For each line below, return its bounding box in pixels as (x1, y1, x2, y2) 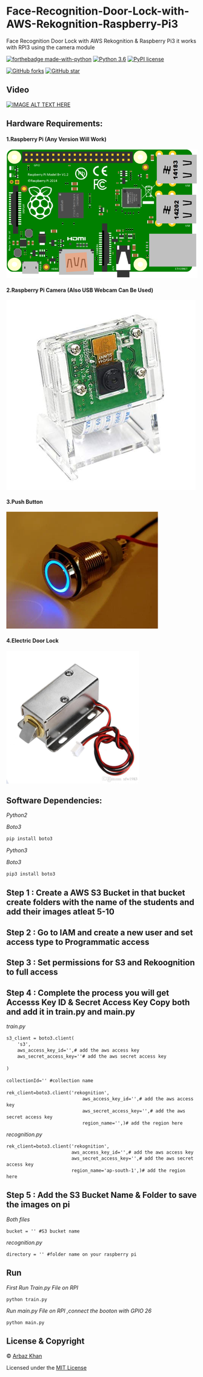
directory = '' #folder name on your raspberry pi (6, 1251, 137, 1257)
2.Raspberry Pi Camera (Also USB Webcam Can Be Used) (6, 286, 153, 294)
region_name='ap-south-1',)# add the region (71, 1168, 186, 1174)
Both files (6, 1216, 30, 1223)
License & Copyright (6, 1336, 85, 1347)
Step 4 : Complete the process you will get (6, 987, 170, 998)
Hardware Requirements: (6, 118, 103, 129)
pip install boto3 (6, 836, 53, 842)
